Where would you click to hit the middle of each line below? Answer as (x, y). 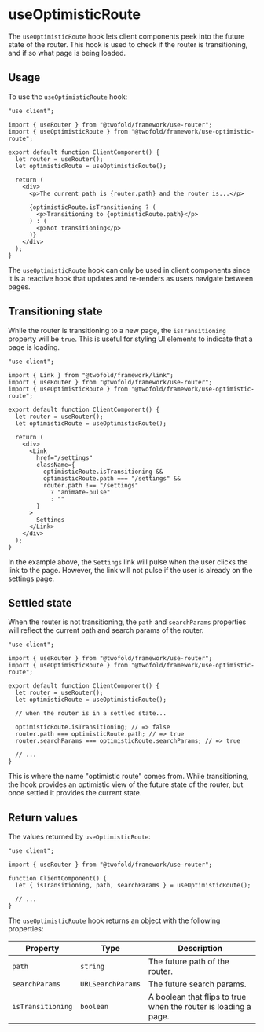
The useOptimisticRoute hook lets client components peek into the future (126, 36)
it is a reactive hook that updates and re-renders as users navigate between (131, 278)
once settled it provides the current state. (75, 793)
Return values (43, 818)
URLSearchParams (110, 984)
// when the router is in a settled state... (91, 714)
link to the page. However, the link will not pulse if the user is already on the (130, 570)
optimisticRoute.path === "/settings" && (112, 478)
